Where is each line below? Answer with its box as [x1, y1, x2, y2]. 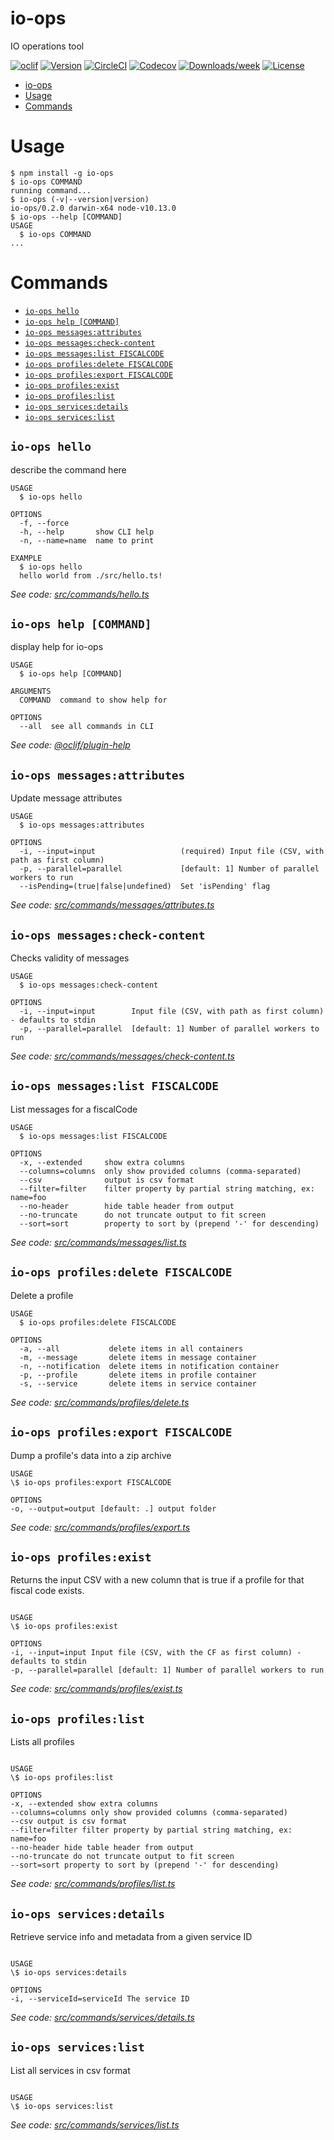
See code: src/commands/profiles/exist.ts [10, 1683, 183, 1695]
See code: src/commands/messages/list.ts [10, 1236, 187, 1248]
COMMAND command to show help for [19, 695, 168, 706]
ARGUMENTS [10, 687, 52, 697]
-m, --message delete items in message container [19, 1352, 257, 1362]
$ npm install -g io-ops [10, 168, 114, 178]
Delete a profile [10, 1289, 74, 1301]
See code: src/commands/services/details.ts [10, 2011, 195, 2023]
